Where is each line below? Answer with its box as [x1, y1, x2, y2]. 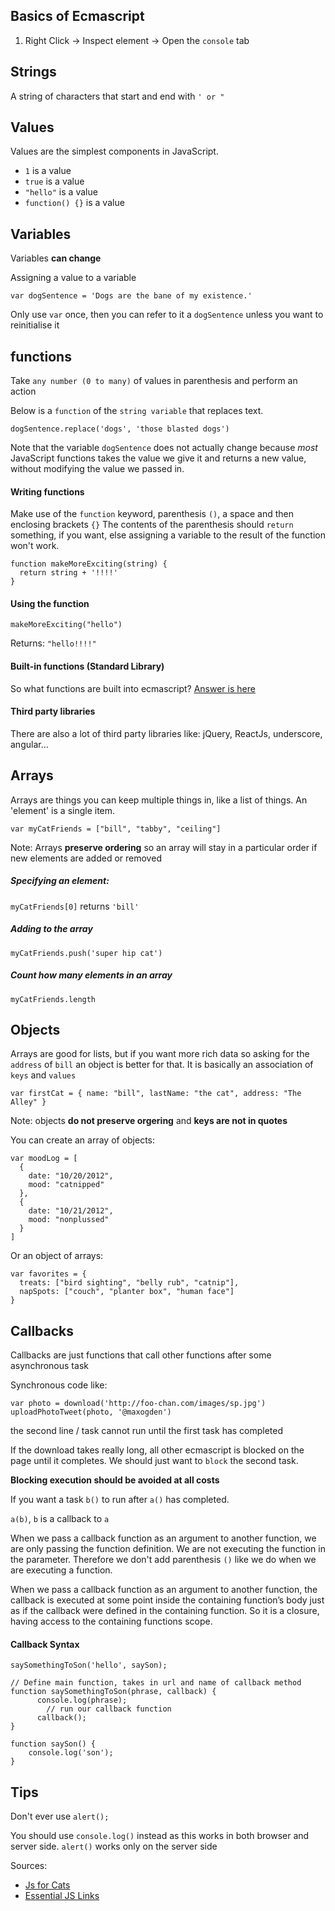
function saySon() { [10, 1739, 97, 1749]
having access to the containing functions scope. [10, 1615, 213, 1628]
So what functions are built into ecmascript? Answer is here [10, 682, 256, 694]
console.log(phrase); [36, 1695, 128, 1706]
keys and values [10, 1069, 77, 1081]
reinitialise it [10, 319, 60, 331]
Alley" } [10, 1097, 47, 1108]
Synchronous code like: [10, 1379, 108, 1391]
